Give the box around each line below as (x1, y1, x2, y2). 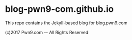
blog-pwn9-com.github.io (5, 3, 114, 15)
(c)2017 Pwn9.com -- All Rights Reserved (5, 29, 89, 35)
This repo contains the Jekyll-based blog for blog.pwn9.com (5, 20, 128, 26)
